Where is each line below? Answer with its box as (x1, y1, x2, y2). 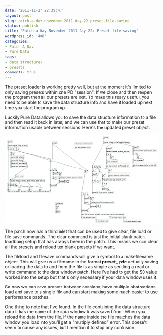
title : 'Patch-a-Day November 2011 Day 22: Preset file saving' (5, 28, 139, 34)
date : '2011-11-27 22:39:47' (5, 8, 64, 13)
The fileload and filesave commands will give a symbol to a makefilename (5, 254, 153, 259)
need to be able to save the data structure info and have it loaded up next (5, 99, 153, 105)
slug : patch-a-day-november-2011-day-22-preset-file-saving (5, 18, 130, 23)
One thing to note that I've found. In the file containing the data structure (5, 304, 151, 310)
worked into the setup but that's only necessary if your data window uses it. (5, 274, 158, 280)
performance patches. (5, 294, 50, 300)
